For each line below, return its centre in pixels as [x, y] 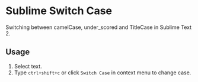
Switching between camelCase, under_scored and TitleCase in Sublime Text [99, 27]
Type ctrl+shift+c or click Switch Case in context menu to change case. [103, 73]
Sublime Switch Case [59, 11]
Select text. [28, 66]
